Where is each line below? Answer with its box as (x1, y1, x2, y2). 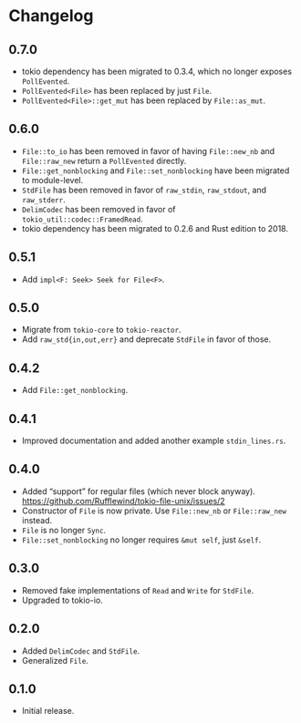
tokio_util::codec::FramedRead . (21, 213, 143, 224)
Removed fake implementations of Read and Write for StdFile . (21, 584, 254, 595)
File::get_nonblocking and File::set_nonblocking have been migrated (21, 165, 290, 176)
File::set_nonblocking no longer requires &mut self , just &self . (21, 534, 262, 545)
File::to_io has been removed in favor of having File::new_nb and (21, 145, 275, 156)
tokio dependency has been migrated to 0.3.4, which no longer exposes (21, 66, 293, 77)
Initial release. (21, 706, 75, 717)
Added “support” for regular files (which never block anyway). (21, 485, 256, 497)
